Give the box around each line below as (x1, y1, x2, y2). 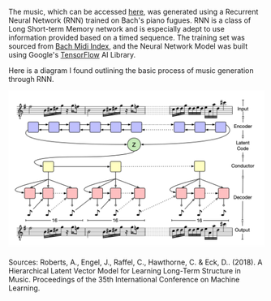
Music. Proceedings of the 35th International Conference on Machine (8, 275, 240, 285)
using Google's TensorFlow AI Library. (8, 50, 136, 59)
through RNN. (8, 75, 54, 84)
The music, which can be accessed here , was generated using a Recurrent (8, 7, 259, 16)
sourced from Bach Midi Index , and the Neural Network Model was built (8, 41, 248, 51)
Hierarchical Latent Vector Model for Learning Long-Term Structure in (8, 266, 242, 276)
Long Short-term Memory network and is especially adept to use (8, 24, 225, 33)
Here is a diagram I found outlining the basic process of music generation (8, 66, 254, 75)
